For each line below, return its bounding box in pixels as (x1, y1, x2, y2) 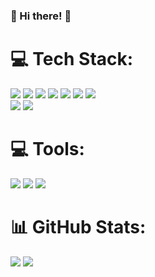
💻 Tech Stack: (10, 48, 134, 71)
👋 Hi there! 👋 (10, 9, 72, 23)
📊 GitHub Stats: (10, 215, 147, 238)
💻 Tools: (10, 138, 85, 161)
